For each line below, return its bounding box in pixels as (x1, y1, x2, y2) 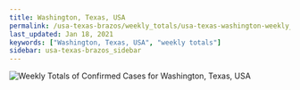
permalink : (9, 21, 50, 30)
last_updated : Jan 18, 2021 (9, 29, 114, 38)
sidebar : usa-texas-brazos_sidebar (9, 46, 142, 55)
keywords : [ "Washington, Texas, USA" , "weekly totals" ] (9, 37, 221, 47)
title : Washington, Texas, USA (9, 12, 126, 22)
